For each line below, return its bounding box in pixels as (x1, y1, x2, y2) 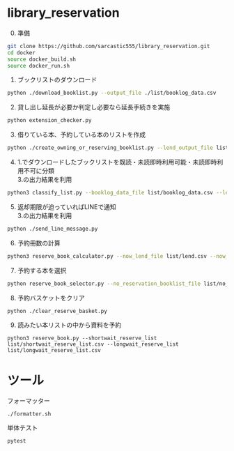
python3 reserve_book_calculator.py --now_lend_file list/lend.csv (7, 252, 208, 259)
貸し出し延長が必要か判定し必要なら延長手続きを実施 (17, 103, 171, 112)
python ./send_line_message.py (7, 225, 98, 232)
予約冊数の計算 (17, 238, 61, 247)
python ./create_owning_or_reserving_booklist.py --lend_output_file (7, 144, 214, 151)
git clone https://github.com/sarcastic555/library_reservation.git (7, 43, 210, 49)
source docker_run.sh (7, 62, 70, 69)
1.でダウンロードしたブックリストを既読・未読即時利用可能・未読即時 (17, 158, 217, 167)
